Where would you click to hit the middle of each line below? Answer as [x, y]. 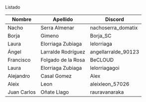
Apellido [63, 19]
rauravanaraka [107, 92]
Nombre [22, 19]
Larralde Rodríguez [63, 52]
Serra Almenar [57, 28]
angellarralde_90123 [115, 52]
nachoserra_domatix [114, 28]
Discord [114, 19]
